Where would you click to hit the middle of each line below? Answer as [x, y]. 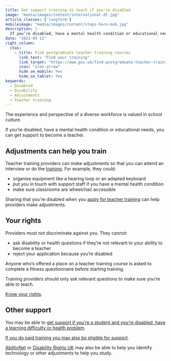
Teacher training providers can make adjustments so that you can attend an [84, 163]
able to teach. [20, 284]
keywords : [16, 81]
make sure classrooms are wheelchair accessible [64, 189]
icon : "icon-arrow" [39, 67]
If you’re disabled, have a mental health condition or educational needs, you [85, 130]
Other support [28, 310]
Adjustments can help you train [56, 151]
